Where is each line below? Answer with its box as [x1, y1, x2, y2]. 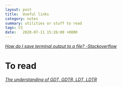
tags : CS [5, 25, 23, 30]
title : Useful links [5, 12, 49, 17]
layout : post [5, 7, 32, 12]
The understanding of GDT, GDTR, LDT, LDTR [5, 76, 97, 82]
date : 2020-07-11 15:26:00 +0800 [5, 30, 78, 35]
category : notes [5, 16, 38, 21]
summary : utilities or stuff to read [5, 21, 82, 26]
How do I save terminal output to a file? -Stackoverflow [5, 43, 117, 49]
